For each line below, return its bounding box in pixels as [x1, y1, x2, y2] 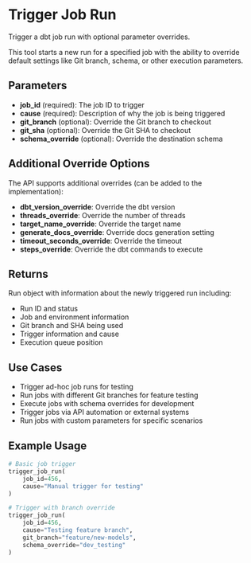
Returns [8, 267, 49, 280]
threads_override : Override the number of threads [19, 210, 186, 220]
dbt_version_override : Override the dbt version [19, 201, 176, 212]
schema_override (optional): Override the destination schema [19, 134, 223, 143]
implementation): [8, 186, 64, 196]
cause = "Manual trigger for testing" [22, 482, 145, 491]
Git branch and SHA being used [19, 321, 124, 330]
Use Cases [8, 361, 63, 374]
